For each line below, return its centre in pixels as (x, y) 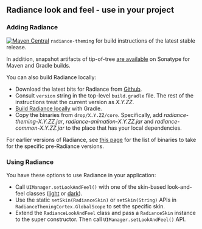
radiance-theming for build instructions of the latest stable (123, 41)
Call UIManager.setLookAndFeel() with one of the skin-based (90, 187)
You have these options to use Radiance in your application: (81, 175)
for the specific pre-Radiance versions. (55, 146)
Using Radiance (30, 162)
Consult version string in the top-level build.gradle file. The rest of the (104, 95)
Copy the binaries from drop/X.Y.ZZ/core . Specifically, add (89, 114)
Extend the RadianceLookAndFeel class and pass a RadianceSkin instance (105, 213)
